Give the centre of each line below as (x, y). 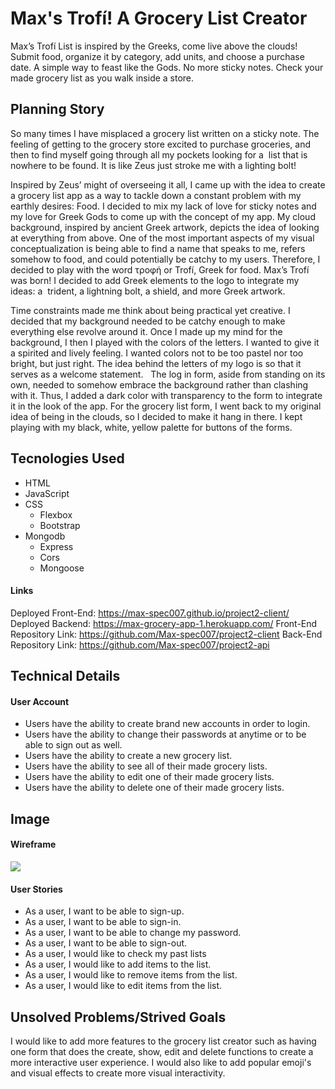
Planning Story (57, 109)
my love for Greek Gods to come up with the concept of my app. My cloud (163, 216)
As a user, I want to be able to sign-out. (106, 943)
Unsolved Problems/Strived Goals (118, 1017)
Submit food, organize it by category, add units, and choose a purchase (157, 56)
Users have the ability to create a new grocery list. (128, 756)
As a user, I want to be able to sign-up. (104, 911)
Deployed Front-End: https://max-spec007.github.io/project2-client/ (150, 613)
